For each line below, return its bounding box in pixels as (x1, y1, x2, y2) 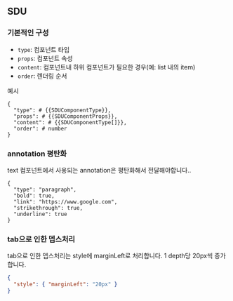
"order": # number (13, 125, 68, 132)
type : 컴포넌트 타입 (17, 45, 70, 53)
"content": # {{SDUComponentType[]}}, (13, 119, 128, 126)
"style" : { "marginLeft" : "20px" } (13, 281, 118, 288)
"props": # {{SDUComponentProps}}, (13, 112, 118, 120)
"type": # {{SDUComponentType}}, (13, 107, 112, 114)
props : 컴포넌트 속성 (17, 54, 73, 62)
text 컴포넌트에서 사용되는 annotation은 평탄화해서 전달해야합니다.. (7, 166, 192, 174)
